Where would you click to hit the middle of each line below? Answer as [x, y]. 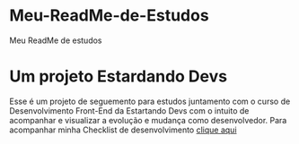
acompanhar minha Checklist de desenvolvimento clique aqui [123, 130]
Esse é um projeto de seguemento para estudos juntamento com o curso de [150, 101]
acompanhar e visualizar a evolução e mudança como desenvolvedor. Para [148, 120]
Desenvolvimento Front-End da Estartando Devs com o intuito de [129, 110]
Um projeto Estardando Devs [118, 76]
